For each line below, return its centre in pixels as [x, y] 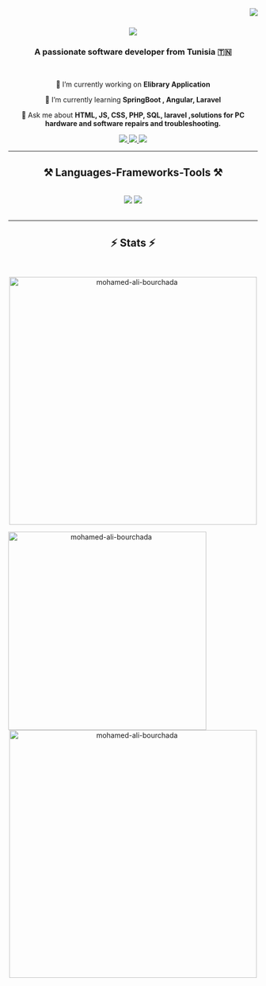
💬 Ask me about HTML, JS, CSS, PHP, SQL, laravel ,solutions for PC [133, 115]
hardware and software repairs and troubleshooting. [133, 124]
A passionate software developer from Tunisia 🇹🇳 [133, 52]
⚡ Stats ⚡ [133, 242]
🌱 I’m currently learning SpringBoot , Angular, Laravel [133, 100]
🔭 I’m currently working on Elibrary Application [133, 84]
